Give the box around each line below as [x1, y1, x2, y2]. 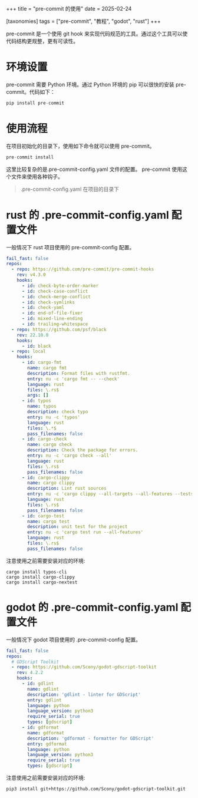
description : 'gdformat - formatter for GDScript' [27, 736, 154, 741]
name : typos [27, 403, 57, 410]
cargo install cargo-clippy [6, 574, 75, 580]
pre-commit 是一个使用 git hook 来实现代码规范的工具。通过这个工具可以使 [6, 30, 188, 37]
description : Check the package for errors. [27, 447, 138, 453]
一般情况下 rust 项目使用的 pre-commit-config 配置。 [6, 243, 135, 250]
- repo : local [11, 348, 46, 355]
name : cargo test [27, 518, 70, 525]
